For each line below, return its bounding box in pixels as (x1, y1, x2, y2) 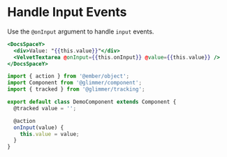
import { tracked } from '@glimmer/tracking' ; (7, 86, 145, 93)
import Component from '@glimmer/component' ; (7, 80, 142, 87)
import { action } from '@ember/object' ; (7, 73, 130, 80)
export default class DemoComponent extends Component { (7, 98, 177, 105)
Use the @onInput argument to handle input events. (7, 27, 154, 36)
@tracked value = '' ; (13, 105, 77, 112)
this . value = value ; (20, 130, 80, 137)
